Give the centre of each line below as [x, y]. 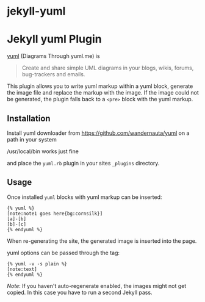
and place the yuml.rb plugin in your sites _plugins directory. [83, 163]
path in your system [32, 139]
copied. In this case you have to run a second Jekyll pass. [80, 292]
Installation [29, 118]
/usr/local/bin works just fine [43, 151]
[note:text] [22, 269]
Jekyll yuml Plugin [55, 39]
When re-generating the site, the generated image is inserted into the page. [102, 241]
